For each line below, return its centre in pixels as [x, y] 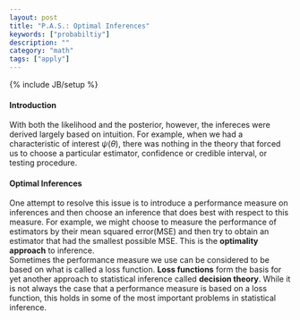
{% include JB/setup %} [54, 84]
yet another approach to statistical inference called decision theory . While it [150, 279]
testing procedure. [43, 163]
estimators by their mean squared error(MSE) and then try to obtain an [139, 232]
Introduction [33, 105]
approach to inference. [52, 250]
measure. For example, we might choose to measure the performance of [143, 222]
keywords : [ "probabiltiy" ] [60, 34]
